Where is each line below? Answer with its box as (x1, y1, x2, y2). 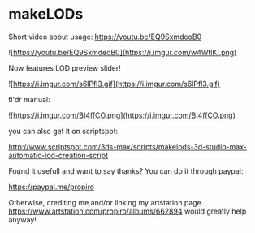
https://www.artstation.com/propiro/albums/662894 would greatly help (8, 206, 247, 216)
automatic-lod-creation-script (8, 150, 108, 160)
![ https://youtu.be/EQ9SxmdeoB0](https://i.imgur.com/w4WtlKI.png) (8, 47, 237, 57)
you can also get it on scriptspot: (8, 126, 119, 136)
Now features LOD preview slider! (8, 63, 121, 73)
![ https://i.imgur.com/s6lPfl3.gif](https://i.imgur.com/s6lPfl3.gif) (8, 79, 221, 88)
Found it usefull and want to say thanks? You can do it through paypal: (8, 166, 244, 175)
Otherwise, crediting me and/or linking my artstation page (8, 197, 201, 207)
